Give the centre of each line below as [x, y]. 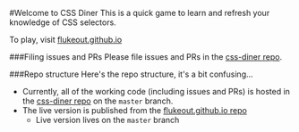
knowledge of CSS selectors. [63, 22]
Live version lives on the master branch [107, 120]
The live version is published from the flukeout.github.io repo [135, 110]
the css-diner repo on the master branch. [98, 101]
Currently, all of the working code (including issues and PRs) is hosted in [156, 91]
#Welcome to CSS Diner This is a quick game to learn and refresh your [140, 13]
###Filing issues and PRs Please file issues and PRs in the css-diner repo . [146, 57]
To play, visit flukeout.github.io [66, 40]
